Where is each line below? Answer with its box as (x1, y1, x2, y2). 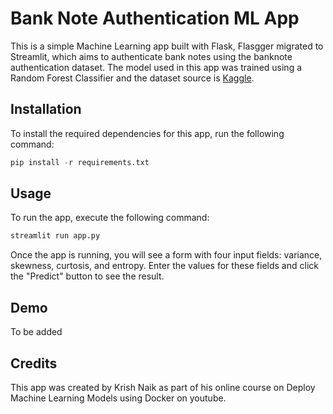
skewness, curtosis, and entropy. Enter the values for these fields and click (10, 260, 319, 272)
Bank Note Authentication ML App (10, 7, 300, 30)
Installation (10, 101, 82, 118)
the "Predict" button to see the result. (10, 270, 165, 282)
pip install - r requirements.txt (10, 157, 150, 167)
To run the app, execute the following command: (10, 212, 210, 224)
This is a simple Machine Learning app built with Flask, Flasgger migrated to (10, 40, 324, 52)
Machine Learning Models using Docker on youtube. (10, 392, 227, 404)
